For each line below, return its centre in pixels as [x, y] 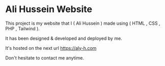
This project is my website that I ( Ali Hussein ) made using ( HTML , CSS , [83, 23]
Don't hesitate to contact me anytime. [45, 58]
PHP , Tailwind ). [22, 28]
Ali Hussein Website [49, 9]
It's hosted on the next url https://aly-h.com [51, 48]
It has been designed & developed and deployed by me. [64, 38]
